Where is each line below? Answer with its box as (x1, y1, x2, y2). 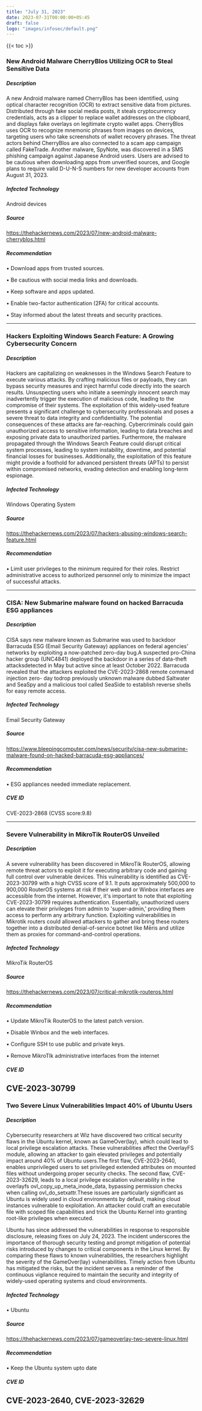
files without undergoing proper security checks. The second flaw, (6, 1170, 171, 1177)
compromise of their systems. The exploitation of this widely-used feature (6, 401, 189, 409)
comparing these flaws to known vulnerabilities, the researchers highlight (6, 1252, 188, 1259)
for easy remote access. (6, 687, 66, 694)
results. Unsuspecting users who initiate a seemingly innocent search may (6, 389, 191, 396)
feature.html (6, 536, 37, 543)
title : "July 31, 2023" (6, 8, 66, 15)
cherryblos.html (6, 236, 46, 243)
